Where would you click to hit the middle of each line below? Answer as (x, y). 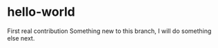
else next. (21, 38)
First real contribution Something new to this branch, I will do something (109, 31)
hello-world (41, 12)
